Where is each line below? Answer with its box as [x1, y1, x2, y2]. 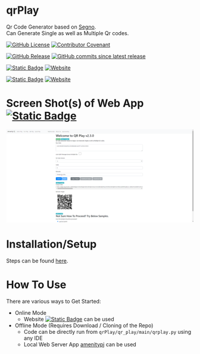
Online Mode [14, 309, 46, 316]
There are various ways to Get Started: [6, 297, 101, 305]
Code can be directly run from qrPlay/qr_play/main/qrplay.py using [23, 328, 192, 335]
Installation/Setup [6, 237, 97, 251]
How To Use [6, 278, 67, 292]
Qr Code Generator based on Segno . [6, 23, 96, 30]
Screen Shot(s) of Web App [6, 96, 144, 110]
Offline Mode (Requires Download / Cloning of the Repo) [14, 322, 154, 329]
